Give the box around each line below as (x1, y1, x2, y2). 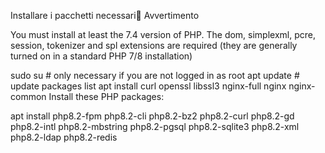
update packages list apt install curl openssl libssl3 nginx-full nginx (10, 80, 287, 92)
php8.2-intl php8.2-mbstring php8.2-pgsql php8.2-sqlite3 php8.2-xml (10, 121, 300, 132)
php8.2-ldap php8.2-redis (10, 131, 118, 143)
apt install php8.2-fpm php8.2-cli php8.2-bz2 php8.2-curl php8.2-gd (10, 110, 295, 122)
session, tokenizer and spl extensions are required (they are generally (10, 40, 298, 51)
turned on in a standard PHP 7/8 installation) (10, 50, 193, 62)
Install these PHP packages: (48, 91, 165, 102)
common (10, 91, 47, 102)
